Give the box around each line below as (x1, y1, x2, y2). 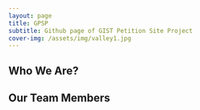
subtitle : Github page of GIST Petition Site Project (8, 26, 194, 35)
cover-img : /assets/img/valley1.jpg (8, 34, 131, 43)
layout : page (8, 11, 52, 20)
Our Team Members (8, 92, 110, 105)
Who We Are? (8, 63, 79, 77)
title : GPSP (8, 19, 48, 27)
